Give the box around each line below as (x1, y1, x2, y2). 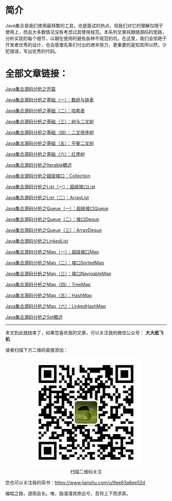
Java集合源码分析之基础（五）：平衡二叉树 (5, 140, 94, 146)
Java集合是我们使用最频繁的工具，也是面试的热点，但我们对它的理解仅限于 (5, 22, 164, 29)
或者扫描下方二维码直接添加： (5, 347, 68, 353)
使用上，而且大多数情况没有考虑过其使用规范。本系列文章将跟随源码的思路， (5, 29, 167, 35)
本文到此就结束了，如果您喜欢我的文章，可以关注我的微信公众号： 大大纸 (5, 329, 159, 335)
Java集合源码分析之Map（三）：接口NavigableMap (5, 270, 112, 277)
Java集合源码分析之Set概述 (5, 314, 63, 320)
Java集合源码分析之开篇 (5, 85, 56, 92)
